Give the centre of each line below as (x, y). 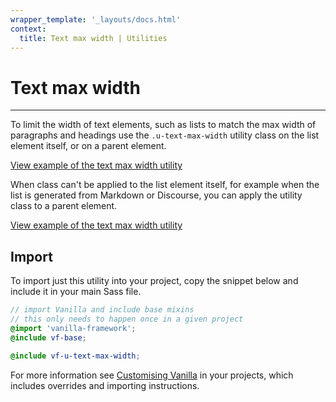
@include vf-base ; (48, 337)
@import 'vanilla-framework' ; (73, 328)
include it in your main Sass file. (76, 292)
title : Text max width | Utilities (93, 38)
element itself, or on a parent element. (88, 146)
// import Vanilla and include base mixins (102, 310)
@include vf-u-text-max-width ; (75, 356)
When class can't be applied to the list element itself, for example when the (165, 185)
